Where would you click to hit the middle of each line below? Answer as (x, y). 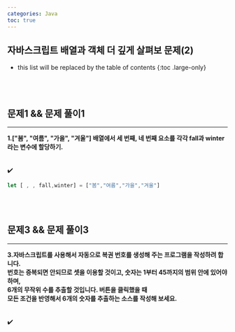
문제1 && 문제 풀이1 (46, 114)
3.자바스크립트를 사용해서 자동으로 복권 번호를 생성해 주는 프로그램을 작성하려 (112, 254)
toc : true (22, 20)
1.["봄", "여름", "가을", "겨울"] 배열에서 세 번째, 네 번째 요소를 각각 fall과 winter (116, 138)
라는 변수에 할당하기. (35, 147)
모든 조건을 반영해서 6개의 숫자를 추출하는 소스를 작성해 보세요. (92, 298)
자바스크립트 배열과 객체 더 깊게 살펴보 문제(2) (100, 50)
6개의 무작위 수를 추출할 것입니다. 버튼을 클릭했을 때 (77, 289)
